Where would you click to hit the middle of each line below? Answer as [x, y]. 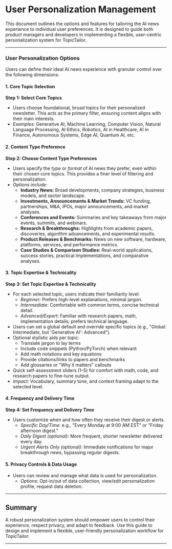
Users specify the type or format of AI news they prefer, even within [84, 168]
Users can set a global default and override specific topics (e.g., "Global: [89, 326]
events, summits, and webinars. [54, 223]
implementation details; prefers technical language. [74, 321]
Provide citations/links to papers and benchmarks [73, 359]
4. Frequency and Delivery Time [40, 398]
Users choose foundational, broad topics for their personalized [79, 108]
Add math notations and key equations [61, 354]
